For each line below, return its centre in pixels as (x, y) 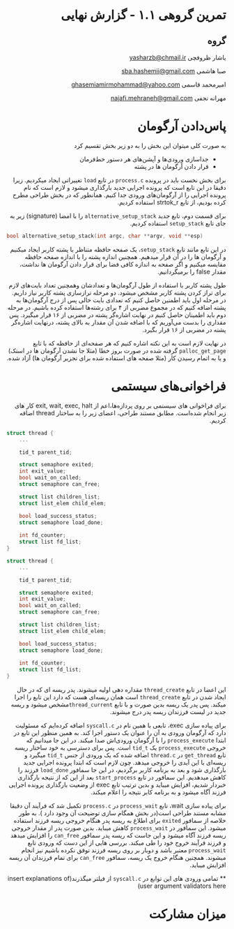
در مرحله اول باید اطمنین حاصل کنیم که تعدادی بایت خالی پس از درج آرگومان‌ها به (121, 299)
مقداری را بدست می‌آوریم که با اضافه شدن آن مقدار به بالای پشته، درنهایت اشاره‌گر (118, 322)
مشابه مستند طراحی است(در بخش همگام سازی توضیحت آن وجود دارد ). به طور (123, 813)
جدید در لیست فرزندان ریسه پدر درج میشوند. (168, 712)
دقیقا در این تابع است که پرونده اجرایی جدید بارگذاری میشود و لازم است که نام (125, 187)
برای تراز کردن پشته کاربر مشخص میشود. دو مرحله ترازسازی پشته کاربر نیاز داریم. (119, 292)
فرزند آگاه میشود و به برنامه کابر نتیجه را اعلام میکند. (158, 792)
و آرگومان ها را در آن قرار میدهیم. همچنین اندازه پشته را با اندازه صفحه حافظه (125, 257)
